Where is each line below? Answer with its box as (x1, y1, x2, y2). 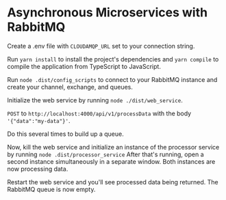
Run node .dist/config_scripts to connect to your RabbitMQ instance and (7, 75, 218, 83)
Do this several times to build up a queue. (7, 130, 125, 138)
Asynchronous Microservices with (7, 5, 208, 20)
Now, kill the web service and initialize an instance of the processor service (7, 143, 220, 151)
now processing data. (7, 165, 68, 173)
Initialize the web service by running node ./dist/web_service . (7, 96, 183, 104)
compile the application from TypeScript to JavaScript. (7, 62, 161, 70)
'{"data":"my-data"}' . (7, 116, 71, 124)
